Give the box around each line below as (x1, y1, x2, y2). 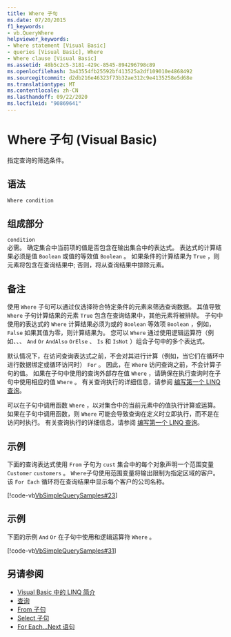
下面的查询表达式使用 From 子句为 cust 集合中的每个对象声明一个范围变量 (7, 460, 214, 468)
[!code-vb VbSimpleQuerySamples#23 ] (7, 491, 118, 500)
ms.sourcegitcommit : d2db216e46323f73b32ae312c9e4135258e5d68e (7, 74, 193, 82)
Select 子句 (17, 614, 50, 622)
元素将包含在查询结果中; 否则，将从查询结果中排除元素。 (7, 260, 168, 269)
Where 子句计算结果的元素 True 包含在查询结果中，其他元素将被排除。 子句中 (7, 312, 223, 320)
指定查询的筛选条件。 (7, 156, 68, 164)
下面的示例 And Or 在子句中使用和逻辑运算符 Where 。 (7, 533, 156, 541)
